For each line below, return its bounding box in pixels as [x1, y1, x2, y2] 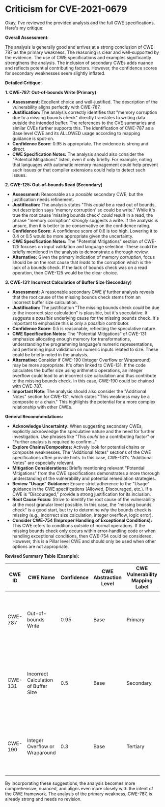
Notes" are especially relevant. [12, 460, 75, 466]
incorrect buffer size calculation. [12, 299, 78, 305]
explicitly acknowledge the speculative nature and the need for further [12, 428, 155, 434]
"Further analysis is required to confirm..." [12, 438, 97, 444]
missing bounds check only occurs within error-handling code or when [12, 528, 156, 534]
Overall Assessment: [5, 34, 49, 40]
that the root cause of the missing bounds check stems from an [12, 294, 141, 300]
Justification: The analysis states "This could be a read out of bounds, [12, 202, 156, 207]
